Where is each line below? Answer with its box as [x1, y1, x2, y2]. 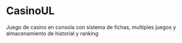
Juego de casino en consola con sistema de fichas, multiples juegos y [6, 24, 177, 31]
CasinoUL [6, 4, 55, 18]
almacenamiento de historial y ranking [6, 29, 99, 37]
